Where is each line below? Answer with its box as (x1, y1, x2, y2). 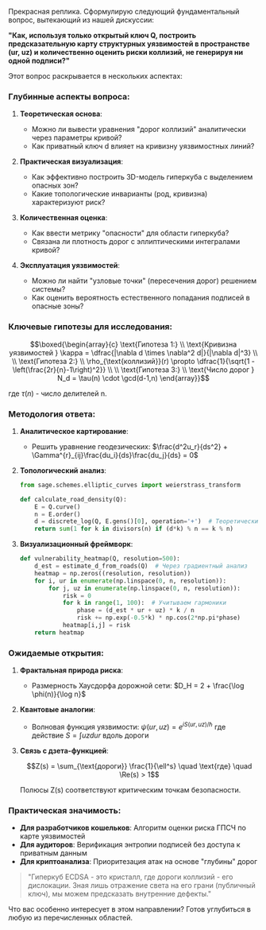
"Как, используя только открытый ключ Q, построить (8, 31, 197, 40)
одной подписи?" (8, 56, 70, 65)
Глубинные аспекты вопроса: (8, 91, 130, 102)
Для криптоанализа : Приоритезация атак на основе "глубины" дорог (19, 857, 258, 866)
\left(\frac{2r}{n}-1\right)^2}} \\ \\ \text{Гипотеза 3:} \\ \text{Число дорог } (12, 365, 255, 374)
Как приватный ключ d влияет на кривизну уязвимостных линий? (31, 141, 255, 151)
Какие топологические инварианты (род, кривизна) (31, 189, 208, 199)
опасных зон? (31, 180, 79, 190)
